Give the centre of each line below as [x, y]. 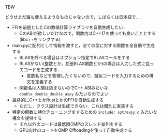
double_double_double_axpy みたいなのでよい [64, 94]
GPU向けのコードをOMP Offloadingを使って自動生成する [76, 130]
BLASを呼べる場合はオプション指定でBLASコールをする [75, 57]
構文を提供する [27, 118]
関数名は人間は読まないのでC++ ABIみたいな [64, 88]
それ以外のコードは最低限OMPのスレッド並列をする [71, 124]
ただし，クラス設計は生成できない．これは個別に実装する [76, 106]
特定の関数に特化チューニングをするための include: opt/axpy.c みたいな [85, 112]
